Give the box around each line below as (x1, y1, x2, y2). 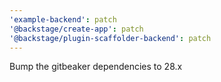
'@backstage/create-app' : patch (9, 24, 144, 34)
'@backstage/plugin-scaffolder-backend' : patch (9, 33, 212, 43)
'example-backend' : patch (9, 14, 117, 25)
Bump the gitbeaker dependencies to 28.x (9, 61, 183, 73)
